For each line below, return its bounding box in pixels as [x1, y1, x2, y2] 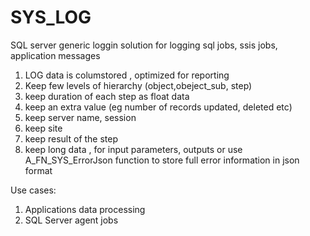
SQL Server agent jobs [24, 214, 119, 226]
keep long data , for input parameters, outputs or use [24, 143, 243, 155]
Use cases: [10, 184, 57, 196]
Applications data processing [24, 203, 146, 215]
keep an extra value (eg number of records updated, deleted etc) [24, 101, 293, 113]
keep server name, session [24, 111, 137, 123]
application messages [10, 49, 101, 61]
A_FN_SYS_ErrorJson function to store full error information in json [24, 154, 300, 166]
